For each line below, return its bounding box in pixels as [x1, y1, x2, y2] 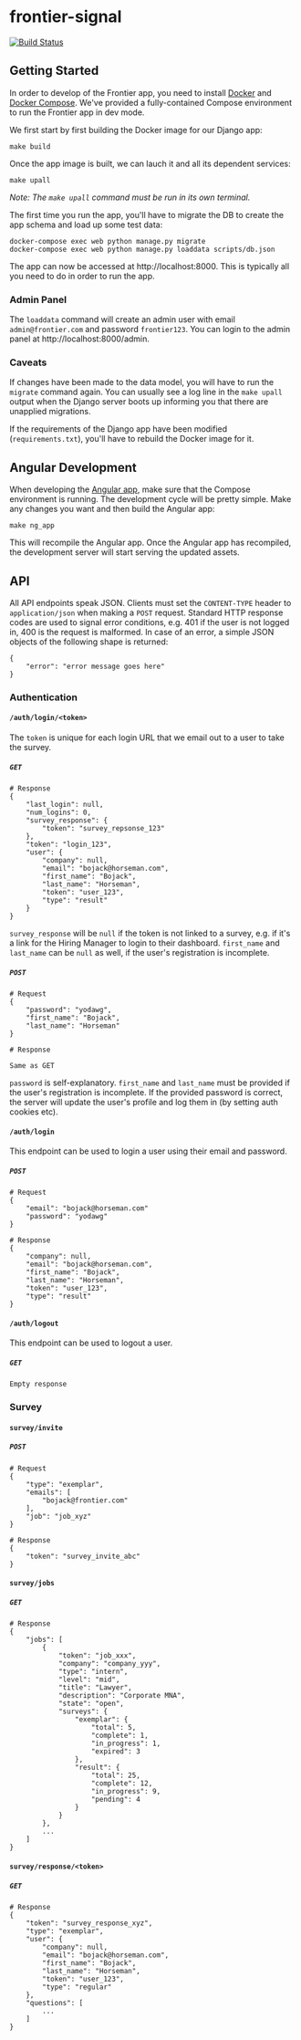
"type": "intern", [57, 1668, 129, 1677]
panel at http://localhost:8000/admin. [9, 333, 150, 344]
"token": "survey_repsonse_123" [42, 824, 166, 833]
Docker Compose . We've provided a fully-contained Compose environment [9, 97, 292, 108]
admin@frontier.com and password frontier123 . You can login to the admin [9, 324, 290, 335]
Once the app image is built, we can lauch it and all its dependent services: [9, 158, 291, 169]
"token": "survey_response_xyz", [26, 1919, 153, 1928]
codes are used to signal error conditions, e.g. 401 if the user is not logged [9, 616, 290, 627]
